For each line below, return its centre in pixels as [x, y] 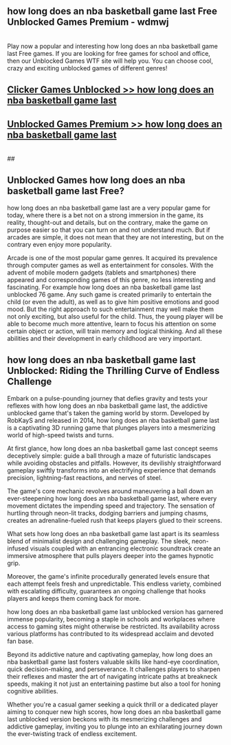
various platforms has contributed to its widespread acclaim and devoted [111, 633]
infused [18, 548]
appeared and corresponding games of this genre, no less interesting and [111, 279]
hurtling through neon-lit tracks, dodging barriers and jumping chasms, [108, 513]
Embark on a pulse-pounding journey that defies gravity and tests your [108, 398]
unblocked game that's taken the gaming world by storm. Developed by [108, 413]
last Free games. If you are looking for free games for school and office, [109, 53]
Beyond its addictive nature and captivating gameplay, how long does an [110, 654]
